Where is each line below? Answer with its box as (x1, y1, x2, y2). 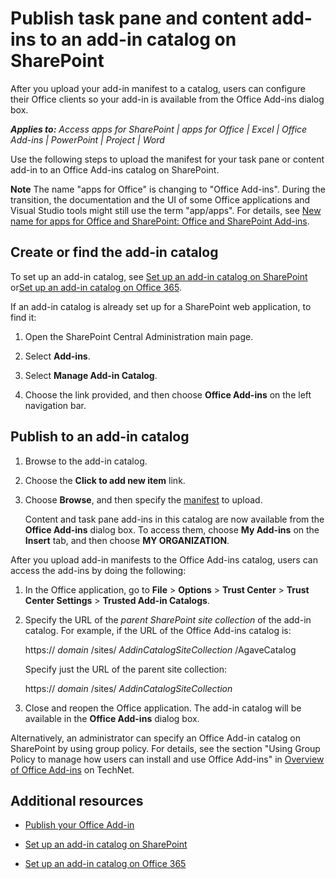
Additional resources (10, 792, 144, 809)
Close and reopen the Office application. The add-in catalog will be (24, 702, 302, 714)
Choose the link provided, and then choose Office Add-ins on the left (24, 388, 312, 401)
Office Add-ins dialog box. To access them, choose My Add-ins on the (24, 523, 320, 536)
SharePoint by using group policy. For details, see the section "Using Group (10, 742, 321, 754)
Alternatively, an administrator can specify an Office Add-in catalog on (10, 732, 301, 744)
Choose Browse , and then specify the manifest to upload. (24, 493, 263, 506)
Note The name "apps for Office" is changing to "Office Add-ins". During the (10, 183, 326, 195)
